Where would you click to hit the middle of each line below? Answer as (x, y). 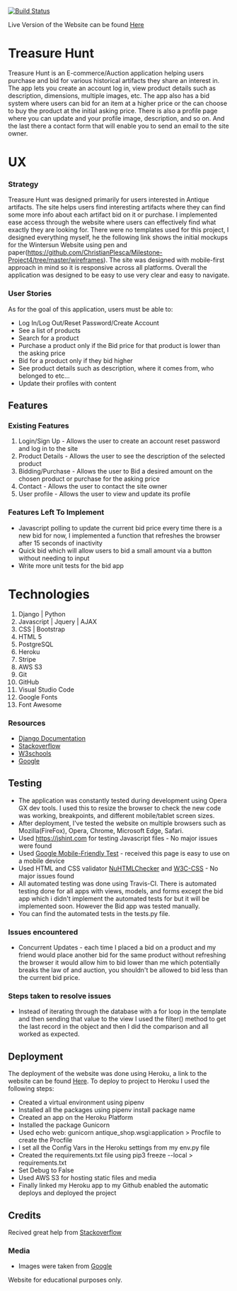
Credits (25, 1215)
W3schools (35, 753)
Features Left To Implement (56, 513)
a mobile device (41, 861)
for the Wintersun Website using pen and (68, 245)
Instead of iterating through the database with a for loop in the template (122, 1011)
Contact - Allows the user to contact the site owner (93, 486)
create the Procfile (45, 1140)
